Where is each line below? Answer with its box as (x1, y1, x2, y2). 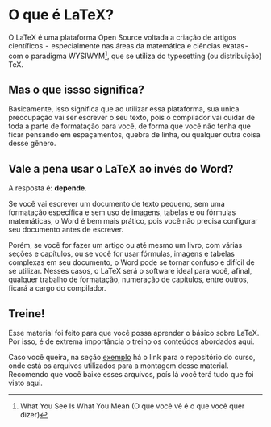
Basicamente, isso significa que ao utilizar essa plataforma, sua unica (8, 104, 240, 114)
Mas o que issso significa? (8, 82, 145, 96)
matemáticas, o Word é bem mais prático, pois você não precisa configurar (8, 216, 258, 226)
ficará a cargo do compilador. (8, 283, 106, 293)
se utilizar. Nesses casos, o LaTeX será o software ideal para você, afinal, (8, 266, 252, 276)
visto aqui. (8, 378, 43, 388)
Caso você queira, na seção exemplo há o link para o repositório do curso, (8, 353, 256, 362)
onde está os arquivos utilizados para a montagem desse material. (8, 361, 229, 370)
